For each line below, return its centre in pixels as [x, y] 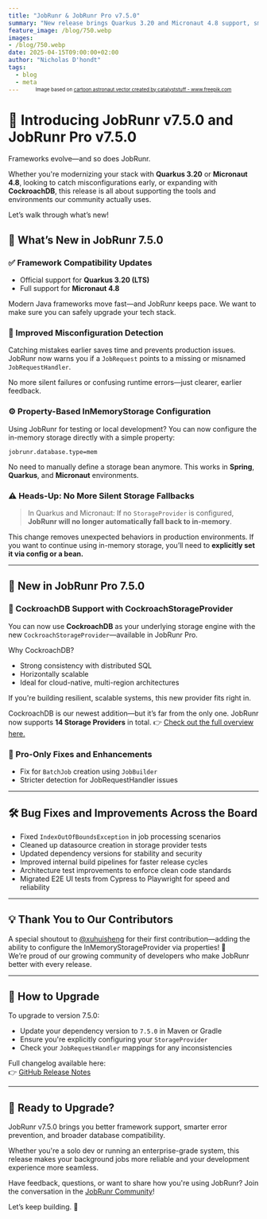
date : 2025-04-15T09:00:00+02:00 [64, 52]
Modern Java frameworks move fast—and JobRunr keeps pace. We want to [132, 304]
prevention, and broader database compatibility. [87, 1136]
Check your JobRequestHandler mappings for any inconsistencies [126, 1048]
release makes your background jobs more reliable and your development [129, 1159]
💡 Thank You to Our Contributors [91, 920]
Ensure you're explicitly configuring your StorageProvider [114, 1039]
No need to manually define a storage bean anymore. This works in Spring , [131, 467]
